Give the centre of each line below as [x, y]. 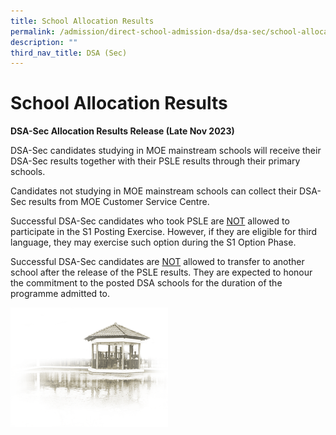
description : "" [44, 42]
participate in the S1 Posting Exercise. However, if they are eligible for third [164, 232]
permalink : [33, 31]
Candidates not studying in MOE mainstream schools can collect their [154, 191]
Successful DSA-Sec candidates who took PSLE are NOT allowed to [150, 221]
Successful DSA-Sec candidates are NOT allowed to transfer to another [157, 262]
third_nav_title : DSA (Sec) [69, 53]
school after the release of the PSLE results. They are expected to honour [161, 272]
